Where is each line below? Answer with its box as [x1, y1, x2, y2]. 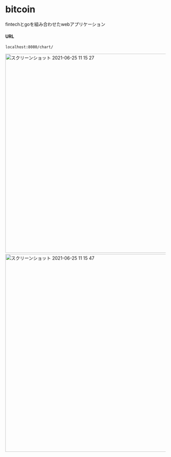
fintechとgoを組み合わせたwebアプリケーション [5, 21, 106, 27]
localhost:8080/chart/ [5, 44, 53, 50]
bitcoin [5, 4, 36, 15]
